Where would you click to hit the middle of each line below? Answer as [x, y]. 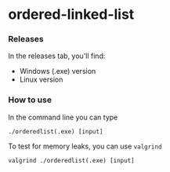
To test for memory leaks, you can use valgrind [85, 146]
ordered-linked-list [71, 15]
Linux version [41, 79]
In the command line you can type [63, 117]
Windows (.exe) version [58, 71]
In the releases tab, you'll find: [57, 56]
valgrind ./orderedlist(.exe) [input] [71, 160]
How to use [30, 100]
